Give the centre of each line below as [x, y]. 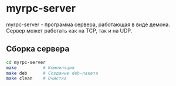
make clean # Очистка [36, 78]
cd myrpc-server [26, 62]
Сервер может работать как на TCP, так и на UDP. [69, 30]
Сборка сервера [38, 49]
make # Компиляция [40, 68]
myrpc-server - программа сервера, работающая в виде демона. [88, 24]
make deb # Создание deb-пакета [52, 73]
